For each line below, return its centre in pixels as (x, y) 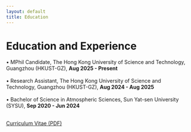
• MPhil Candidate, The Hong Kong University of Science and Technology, (96, 62)
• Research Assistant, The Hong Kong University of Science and (83, 81)
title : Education (27, 17)
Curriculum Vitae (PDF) (34, 123)
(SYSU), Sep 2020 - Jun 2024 (43, 106)
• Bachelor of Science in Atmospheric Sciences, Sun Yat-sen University (93, 100)
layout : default (26, 11)
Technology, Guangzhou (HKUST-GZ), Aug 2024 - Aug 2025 (80, 87)
